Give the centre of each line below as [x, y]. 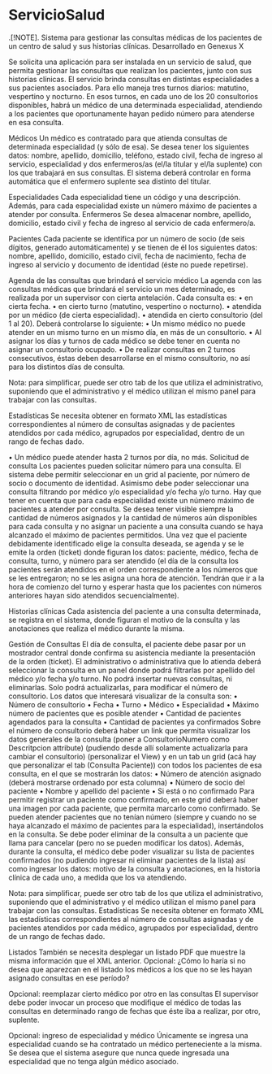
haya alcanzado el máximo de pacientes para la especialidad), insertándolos [136, 825]
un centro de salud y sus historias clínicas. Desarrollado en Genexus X [126, 46]
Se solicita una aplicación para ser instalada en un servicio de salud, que [130, 62]
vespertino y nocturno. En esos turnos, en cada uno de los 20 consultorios [133, 96]
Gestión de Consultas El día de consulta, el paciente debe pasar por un [127, 644]
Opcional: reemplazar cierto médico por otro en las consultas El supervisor [134, 994]
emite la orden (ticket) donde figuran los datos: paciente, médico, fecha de [134, 552]
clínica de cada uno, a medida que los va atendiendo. [97, 877]
